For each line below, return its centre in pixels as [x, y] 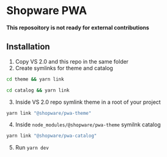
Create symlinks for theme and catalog [64, 68]
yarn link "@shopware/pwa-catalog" [52, 136]
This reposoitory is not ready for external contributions [78, 27]
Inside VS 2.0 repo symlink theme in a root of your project [88, 102]
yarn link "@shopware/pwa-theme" [49, 113]
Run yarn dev [32, 148]
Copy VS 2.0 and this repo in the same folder [72, 61]
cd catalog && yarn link [38, 90]
